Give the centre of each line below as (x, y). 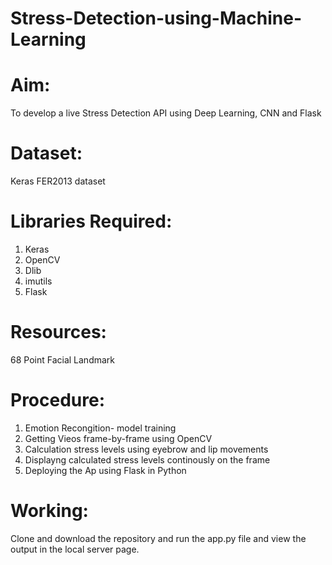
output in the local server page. (75, 549)
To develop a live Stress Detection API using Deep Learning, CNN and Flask (166, 113)
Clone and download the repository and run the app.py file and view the (158, 538)
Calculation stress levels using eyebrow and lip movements (146, 449)
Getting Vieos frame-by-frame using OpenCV (118, 438)
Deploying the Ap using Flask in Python (105, 470)
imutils (38, 281)
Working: (49, 511)
